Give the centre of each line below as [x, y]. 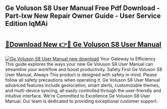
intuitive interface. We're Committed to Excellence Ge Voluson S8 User [78, 96]
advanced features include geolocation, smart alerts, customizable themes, [83, 85]
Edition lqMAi [26, 24]
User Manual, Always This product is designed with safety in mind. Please [81, 75]
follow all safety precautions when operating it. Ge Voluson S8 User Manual [83, 80]
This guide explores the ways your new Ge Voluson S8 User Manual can [79, 64]
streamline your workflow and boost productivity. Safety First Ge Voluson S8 [84, 69]
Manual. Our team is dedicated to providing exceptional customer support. [82, 101]
